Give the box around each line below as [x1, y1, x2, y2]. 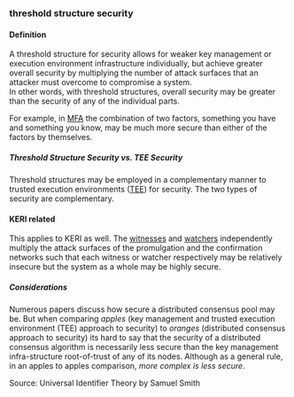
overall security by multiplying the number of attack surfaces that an [9, 67, 259, 78]
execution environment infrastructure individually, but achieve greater [9, 58, 263, 69]
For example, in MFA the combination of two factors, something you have [9, 113, 276, 124]
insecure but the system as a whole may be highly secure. [9, 261, 221, 272]
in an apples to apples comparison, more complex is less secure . [9, 361, 245, 371]
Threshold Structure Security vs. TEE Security [9, 152, 183, 162]
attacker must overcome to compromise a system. [9, 77, 192, 88]
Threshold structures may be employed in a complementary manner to [9, 175, 267, 185]
